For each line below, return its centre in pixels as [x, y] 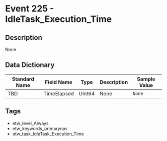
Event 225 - [30, 9]
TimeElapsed [59, 93]
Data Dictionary [30, 65]
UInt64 [87, 93]
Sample [146, 79]
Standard [23, 79]
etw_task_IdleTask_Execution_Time [48, 134]
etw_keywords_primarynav [40, 128]
